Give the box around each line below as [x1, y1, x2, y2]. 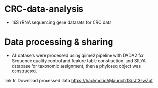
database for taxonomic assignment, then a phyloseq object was [11, 63, 141, 69]
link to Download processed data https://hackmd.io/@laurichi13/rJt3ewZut [4, 77, 153, 83]
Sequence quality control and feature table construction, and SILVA [11, 57, 146, 64]
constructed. [11, 68, 37, 74]
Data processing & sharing [4, 36, 113, 48]
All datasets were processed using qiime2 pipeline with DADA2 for [11, 53, 144, 58]
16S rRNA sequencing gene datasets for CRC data [11, 19, 112, 25]
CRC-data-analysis [4, 3, 84, 15]
